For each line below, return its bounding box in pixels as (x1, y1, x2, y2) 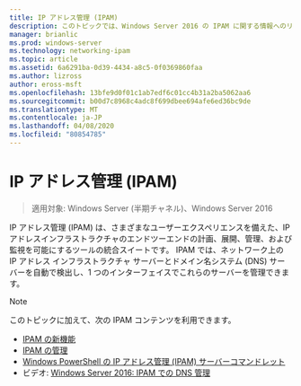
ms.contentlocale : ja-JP (9, 113, 102, 122)
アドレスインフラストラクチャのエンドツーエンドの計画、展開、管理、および (9, 232, 293, 243)
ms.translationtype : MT (9, 105, 99, 114)
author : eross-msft (9, 80, 83, 89)
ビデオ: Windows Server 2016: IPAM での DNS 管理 (22, 367, 211, 378)
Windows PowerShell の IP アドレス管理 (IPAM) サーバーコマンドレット (22, 355, 286, 366)
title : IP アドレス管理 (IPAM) (9, 13, 119, 22)
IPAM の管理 (22, 345, 68, 355)
